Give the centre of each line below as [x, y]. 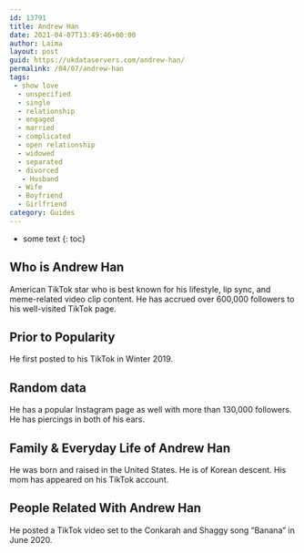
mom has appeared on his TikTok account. [89, 480]
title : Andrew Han [44, 26]
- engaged [36, 119]
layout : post [34, 52]
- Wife [30, 188]
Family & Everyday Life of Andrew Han [120, 448]
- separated [41, 162]
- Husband [40, 179]
